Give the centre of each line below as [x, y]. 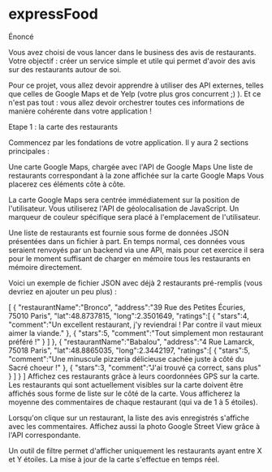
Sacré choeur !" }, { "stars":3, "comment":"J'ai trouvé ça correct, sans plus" [135, 367]
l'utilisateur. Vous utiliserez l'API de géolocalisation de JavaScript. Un [124, 208]
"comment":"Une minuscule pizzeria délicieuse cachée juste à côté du [127, 358]
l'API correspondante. [45, 435]
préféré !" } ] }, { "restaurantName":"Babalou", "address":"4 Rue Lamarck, [132, 341]
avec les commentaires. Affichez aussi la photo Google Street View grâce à [134, 426]
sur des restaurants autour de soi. [65, 69]
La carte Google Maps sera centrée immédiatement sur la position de [124, 200]
